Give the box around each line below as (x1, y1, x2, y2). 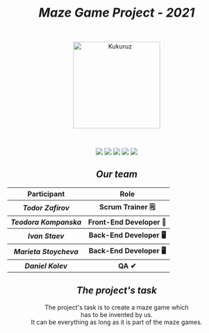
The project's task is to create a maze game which (44, 303, 189, 311)
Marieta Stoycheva (13, 247, 78, 257)
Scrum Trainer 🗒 (99, 202, 156, 212)
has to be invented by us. (81, 310, 153, 318)
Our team (96, 169, 137, 180)
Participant (27, 189, 65, 198)
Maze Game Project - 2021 (38, 5, 195, 21)
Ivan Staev (27, 231, 65, 241)
